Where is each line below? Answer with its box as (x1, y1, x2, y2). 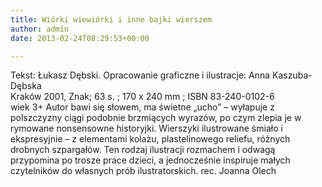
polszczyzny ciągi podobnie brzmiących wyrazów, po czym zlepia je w (10, 112, 302, 124)
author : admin (10, 24, 70, 34)
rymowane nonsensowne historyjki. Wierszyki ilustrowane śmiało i (10, 122, 283, 135)
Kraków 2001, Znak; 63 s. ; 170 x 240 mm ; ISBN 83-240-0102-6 (10, 91, 275, 103)
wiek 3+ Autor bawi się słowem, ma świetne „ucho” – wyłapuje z (10, 101, 275, 113)
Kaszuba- (272, 69, 313, 81)
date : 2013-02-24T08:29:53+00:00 (10, 33, 150, 43)
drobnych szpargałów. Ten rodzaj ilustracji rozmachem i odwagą (10, 144, 276, 156)
